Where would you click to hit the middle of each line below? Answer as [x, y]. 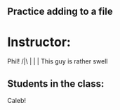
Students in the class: [56, 84]
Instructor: [39, 42]
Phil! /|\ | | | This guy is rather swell [58, 61]
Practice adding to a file [60, 12]
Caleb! [17, 101]
